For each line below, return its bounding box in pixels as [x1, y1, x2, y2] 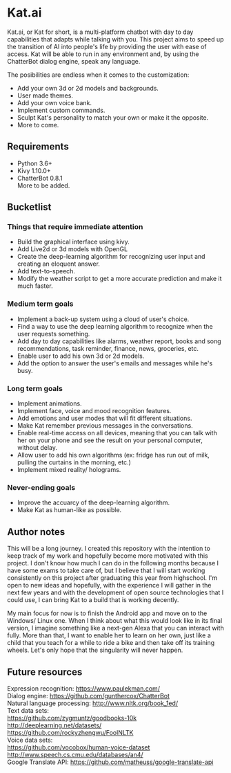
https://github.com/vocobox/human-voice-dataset [7, 743, 150, 752]
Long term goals [7, 383, 63, 393]
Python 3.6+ [17, 159, 53, 167]
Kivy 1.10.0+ [17, 166, 51, 174]
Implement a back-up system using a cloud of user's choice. [17, 315, 190, 323]
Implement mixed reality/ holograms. [17, 466, 121, 474]
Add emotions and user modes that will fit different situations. [17, 414, 192, 423]
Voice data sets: [7, 736, 53, 744]
